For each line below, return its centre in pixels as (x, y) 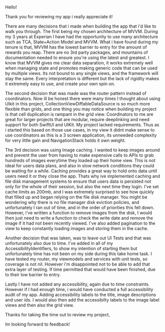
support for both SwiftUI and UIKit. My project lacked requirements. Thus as (82, 125)
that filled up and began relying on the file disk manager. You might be (76, 197)
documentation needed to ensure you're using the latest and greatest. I (77, 58)
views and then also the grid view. (40, 305)
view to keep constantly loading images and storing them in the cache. (77, 228)
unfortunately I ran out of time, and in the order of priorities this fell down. (80, 207)
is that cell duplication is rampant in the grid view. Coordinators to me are (79, 114)
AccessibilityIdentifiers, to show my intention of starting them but (71, 249)
